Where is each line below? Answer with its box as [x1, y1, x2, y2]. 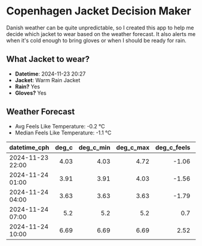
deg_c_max [116, 143, 150, 151]
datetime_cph [9, 143, 50, 151]
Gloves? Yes [14, 89, 47, 97]
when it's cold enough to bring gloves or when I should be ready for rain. [6, 37, 187, 44]
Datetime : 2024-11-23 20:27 [14, 70, 86, 77]
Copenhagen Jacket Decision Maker [6, 4, 191, 18]
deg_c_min [78, 143, 111, 151]
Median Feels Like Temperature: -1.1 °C [14, 129, 112, 136]
